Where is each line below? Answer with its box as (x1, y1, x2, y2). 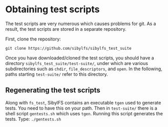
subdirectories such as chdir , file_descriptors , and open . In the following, (5, 66, 162, 72)
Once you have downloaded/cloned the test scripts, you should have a (5, 55, 155, 61)
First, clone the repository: (5, 36, 61, 42)
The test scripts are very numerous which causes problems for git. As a (5, 20, 156, 27)
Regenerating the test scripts (5, 86, 101, 95)
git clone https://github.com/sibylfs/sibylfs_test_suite (5, 46, 132, 51)
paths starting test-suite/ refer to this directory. (5, 71, 109, 77)
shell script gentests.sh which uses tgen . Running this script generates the (5, 110, 163, 116)
